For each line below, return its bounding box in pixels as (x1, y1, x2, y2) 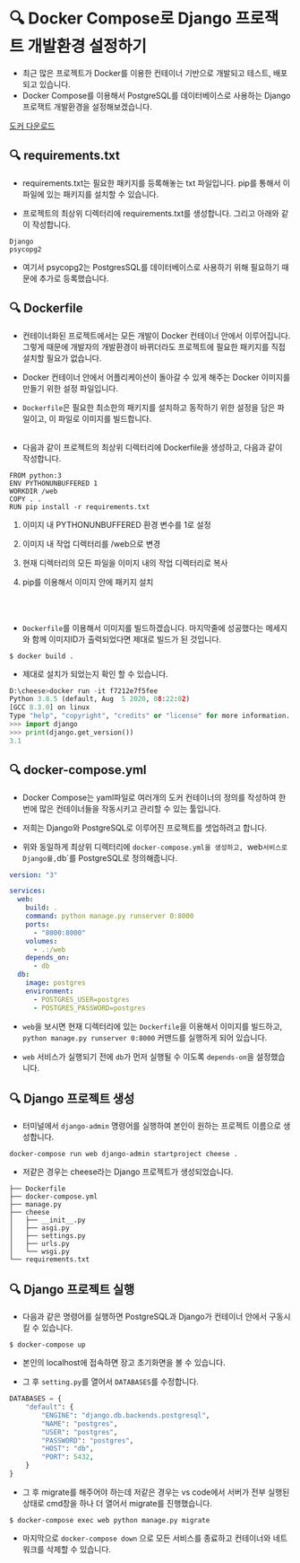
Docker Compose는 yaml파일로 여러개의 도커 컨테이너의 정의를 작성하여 (21, 792, 277, 803)
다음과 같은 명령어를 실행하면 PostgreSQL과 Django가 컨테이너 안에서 (21, 1312, 267, 1322)
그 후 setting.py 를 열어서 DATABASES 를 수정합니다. (21, 1376, 200, 1387)
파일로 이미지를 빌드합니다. (57, 413, 152, 424)
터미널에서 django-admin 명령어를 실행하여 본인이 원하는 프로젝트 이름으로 (21, 1120, 282, 1131)
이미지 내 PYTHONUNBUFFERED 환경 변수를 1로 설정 (21, 519, 212, 530)
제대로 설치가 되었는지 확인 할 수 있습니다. (21, 668, 168, 679)
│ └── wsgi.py (9, 1247, 70, 1257)
